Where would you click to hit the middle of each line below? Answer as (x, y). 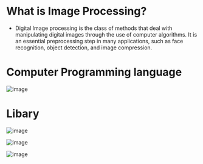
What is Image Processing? (77, 11)
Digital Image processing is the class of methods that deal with (94, 28)
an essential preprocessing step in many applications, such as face (99, 41)
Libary (23, 114)
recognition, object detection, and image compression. (84, 48)
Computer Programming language (94, 72)
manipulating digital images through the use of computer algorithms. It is (106, 34)
